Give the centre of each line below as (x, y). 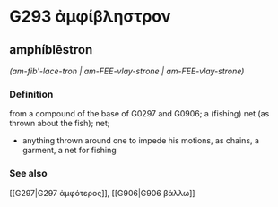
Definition (31, 94)
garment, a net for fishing (69, 151)
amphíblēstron (51, 50)
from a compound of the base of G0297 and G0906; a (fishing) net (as (139, 114)
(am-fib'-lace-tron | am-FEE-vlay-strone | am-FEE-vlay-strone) (127, 71)
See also (28, 174)
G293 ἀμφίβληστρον (90, 17)
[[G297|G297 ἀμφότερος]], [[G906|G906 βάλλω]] (102, 193)
